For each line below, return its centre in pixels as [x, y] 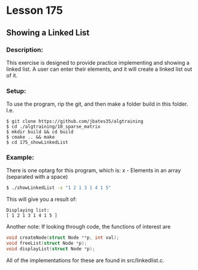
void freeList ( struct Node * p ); [46, 244]
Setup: [16, 91]
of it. [12, 75]
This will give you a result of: [41, 199]
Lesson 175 [34, 10]
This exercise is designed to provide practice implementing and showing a [98, 62]
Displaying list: [28, 211]
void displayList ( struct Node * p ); [51, 249]
